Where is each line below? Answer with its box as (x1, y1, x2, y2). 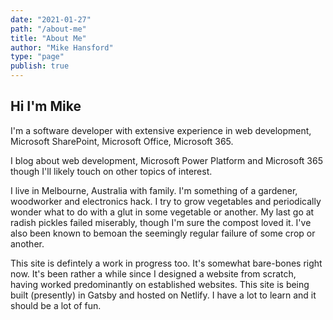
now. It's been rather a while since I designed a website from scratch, (10, 267, 297, 280)
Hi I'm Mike (10, 98, 82, 115)
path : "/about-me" (10, 24, 87, 34)
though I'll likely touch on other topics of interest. (10, 165, 213, 177)
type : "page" (10, 52, 65, 62)
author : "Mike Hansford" (10, 42, 114, 53)
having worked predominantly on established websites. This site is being (10, 278, 310, 290)
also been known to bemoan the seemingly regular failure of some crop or (10, 227, 316, 239)
